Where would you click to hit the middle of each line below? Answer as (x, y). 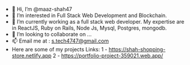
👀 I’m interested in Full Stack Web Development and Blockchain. (89, 15)
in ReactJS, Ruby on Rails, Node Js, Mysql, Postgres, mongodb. (89, 28)
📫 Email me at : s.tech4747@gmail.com (60, 41)
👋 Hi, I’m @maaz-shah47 (42, 9)
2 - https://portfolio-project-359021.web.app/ (108, 56)
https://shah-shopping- (137, 49)
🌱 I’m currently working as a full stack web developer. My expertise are (98, 22)
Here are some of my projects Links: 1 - (60, 49)
